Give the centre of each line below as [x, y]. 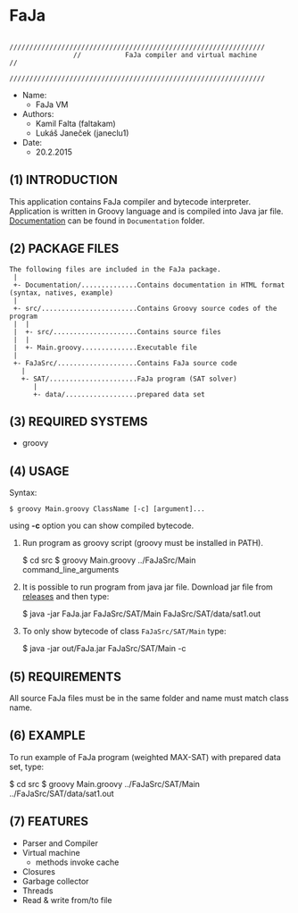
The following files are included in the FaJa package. [115, 269]
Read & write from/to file [67, 900]
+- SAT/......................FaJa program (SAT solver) [129, 379]
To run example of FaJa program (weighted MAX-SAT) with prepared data [145, 757]
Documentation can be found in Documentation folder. [107, 221]
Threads [37, 891]
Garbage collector [55, 881]
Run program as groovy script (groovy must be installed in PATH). [142, 543]
